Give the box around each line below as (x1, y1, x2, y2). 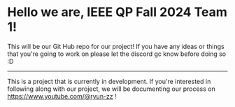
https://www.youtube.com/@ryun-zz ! (7, 92, 117, 100)
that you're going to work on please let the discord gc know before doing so (7, 50, 227, 58)
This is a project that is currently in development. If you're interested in (7, 77, 211, 85)
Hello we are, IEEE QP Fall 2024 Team (7, 4, 227, 20)
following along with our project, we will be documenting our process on (7, 85, 215, 93)
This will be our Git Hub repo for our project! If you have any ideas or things (7, 42, 225, 50)
